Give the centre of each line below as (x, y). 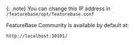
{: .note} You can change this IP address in (59, 9)
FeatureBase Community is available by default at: (67, 25)
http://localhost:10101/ (37, 36)
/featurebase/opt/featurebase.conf (50, 14)
